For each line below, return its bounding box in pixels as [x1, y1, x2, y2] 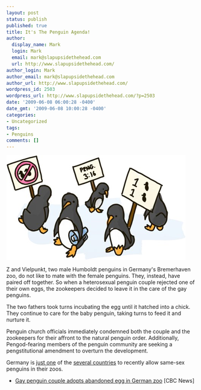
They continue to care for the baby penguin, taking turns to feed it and [6, 309, 182, 317]
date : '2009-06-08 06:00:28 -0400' [6, 99, 96, 105]
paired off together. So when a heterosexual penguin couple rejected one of [6, 279, 195, 286]
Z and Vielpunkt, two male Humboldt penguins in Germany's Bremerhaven [6, 266, 191, 273]
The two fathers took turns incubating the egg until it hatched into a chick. [6, 303, 191, 311]
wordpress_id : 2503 [6, 87, 56, 93]
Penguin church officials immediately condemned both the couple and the [6, 328, 190, 335]
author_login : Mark [6, 67, 56, 73]
